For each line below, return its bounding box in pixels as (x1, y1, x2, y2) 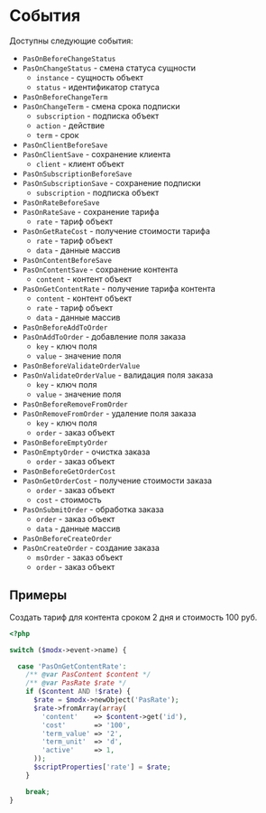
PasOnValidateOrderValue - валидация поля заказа (22, 369, 214, 380)
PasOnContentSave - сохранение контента (22, 264, 179, 275)
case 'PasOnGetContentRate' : (17, 661, 127, 671)
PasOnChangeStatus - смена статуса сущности (22, 62, 197, 73)
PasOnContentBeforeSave (22, 256, 113, 265)
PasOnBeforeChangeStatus (22, 54, 116, 63)
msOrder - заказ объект (35, 552, 124, 563)
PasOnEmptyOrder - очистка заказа (22, 446, 151, 457)
